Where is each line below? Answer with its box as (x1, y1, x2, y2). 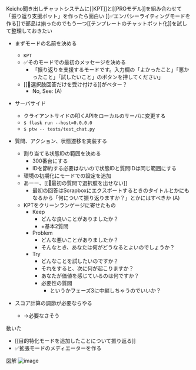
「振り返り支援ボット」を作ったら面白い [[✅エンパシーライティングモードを (6, 12, 191, 20)
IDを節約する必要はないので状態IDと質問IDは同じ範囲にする (32, 165, 177, 171)
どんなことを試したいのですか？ (41, 258, 119, 264)
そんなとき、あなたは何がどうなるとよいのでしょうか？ (41, 244, 175, 251)
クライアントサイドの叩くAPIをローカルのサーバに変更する (23, 112, 166, 119)
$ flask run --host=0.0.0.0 (23, 120, 92, 126)
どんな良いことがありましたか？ (41, 215, 119, 222)
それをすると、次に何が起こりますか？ (41, 265, 134, 272)
